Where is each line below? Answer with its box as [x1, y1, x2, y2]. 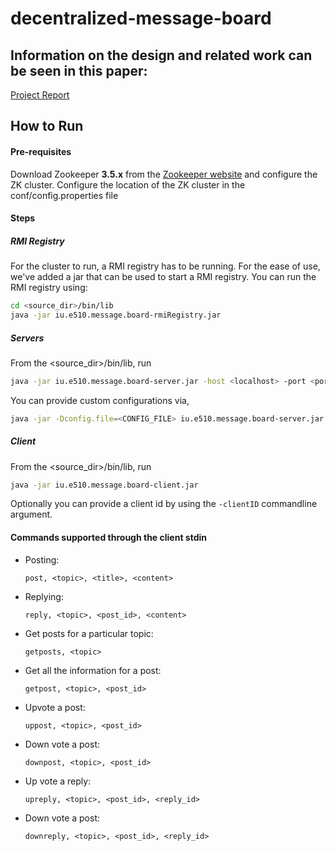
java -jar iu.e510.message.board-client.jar [10, 480, 199, 490]
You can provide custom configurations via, [10, 394, 190, 406]
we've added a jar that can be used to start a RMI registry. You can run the [10, 271, 317, 283]
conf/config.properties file [10, 189, 119, 201]
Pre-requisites [10, 145, 72, 157]
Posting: [24, 553, 60, 566]
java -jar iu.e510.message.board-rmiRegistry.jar [10, 310, 222, 321]
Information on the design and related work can [10, 47, 313, 64]
